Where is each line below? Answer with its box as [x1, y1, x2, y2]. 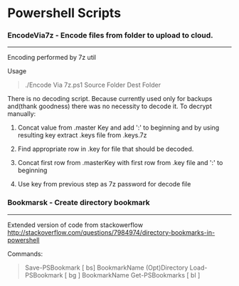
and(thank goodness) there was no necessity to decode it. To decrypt [7, 102, 212, 111]
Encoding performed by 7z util [7, 53, 96, 62]
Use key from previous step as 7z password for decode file [17, 180, 191, 189]
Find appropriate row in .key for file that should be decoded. [17, 144, 194, 154]
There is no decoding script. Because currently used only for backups [7, 95, 213, 103]
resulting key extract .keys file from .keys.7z [17, 131, 147, 139]
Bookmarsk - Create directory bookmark [7, 198, 151, 208]
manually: [7, 110, 36, 118]
